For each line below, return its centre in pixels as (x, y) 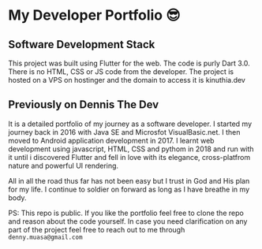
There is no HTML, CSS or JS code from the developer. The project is (121, 72)
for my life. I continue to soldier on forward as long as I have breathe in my (129, 189)
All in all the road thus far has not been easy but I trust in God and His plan (129, 180)
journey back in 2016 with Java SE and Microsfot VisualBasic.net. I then (124, 132)
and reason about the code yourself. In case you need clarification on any (128, 221)
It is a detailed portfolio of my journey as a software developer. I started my (130, 124)
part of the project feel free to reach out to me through (97, 229)
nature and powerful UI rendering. (64, 165)
